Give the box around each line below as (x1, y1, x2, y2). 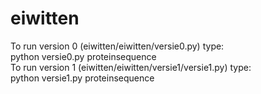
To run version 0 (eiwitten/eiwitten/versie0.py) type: (10, 40, 225, 52)
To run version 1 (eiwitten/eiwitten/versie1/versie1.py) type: (10, 61, 252, 73)
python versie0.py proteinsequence (10, 50, 157, 62)
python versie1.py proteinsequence (10, 72, 155, 84)
